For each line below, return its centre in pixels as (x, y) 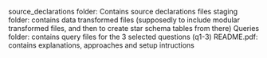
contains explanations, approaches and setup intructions (102, 45)
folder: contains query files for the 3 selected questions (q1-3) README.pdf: (133, 37)
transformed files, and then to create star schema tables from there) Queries (134, 28)
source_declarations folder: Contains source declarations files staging (123, 12)
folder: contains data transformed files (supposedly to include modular (124, 20)
